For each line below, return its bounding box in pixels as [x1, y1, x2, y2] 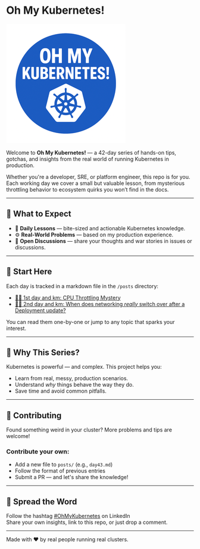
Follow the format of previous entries [14, 467, 106, 474]
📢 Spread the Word [6, 496, 77, 507]
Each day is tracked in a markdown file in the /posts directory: [6, 282, 159, 289]
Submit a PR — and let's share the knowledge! [14, 474, 129, 481]
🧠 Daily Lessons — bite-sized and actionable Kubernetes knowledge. [14, 224, 186, 232]
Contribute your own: [6, 448, 70, 456]
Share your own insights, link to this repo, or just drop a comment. [6, 519, 168, 526]
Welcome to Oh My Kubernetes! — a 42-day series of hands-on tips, [6, 149, 177, 156]
